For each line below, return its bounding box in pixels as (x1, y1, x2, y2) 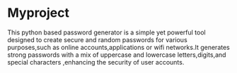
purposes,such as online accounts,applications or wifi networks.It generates (7, 43, 230, 51)
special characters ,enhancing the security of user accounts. (7, 58, 185, 66)
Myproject (7, 5, 69, 21)
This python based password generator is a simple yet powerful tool (7, 28, 207, 36)
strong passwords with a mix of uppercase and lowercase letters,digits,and (7, 51, 226, 59)
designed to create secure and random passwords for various (7, 35, 187, 44)
